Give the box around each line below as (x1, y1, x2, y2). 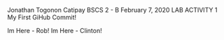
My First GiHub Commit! (7, 13, 77, 21)
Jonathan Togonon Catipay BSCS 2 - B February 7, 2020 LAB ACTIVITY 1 (7, 6, 218, 14)
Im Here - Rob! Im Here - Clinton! (7, 27, 103, 34)
